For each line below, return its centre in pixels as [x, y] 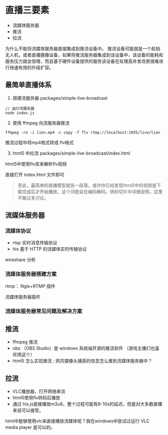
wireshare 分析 [21, 260]
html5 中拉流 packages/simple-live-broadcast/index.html [71, 153]
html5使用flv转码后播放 [36, 398]
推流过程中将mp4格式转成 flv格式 [40, 142]
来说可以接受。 [28, 410]
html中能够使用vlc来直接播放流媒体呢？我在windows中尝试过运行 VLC [77, 421]
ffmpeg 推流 [25, 342]
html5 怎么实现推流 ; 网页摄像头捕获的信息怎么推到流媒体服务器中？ [82, 361]
